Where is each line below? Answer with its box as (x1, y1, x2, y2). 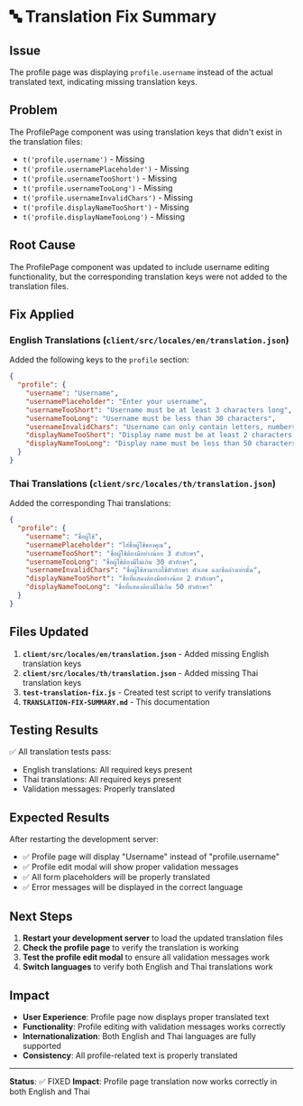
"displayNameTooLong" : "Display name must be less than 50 (25, 439, 252, 448)
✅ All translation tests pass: (9, 746, 112, 757)
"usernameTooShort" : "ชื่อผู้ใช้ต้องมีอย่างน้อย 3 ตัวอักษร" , (25, 548, 205, 558)
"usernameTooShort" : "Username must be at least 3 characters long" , (25, 405, 293, 415)
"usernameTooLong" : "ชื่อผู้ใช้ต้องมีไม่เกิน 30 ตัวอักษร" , (25, 558, 198, 567)
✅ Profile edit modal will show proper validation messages (22, 861, 239, 873)
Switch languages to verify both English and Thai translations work (22, 961, 273, 972)
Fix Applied (9, 307, 75, 323)
